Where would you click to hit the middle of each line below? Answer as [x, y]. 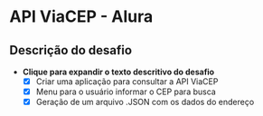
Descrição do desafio [71, 50]
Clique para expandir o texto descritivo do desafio [118, 72]
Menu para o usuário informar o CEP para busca [126, 92]
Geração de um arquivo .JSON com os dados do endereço [145, 102]
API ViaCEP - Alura [81, 17]
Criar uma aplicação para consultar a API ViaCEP [127, 82]
